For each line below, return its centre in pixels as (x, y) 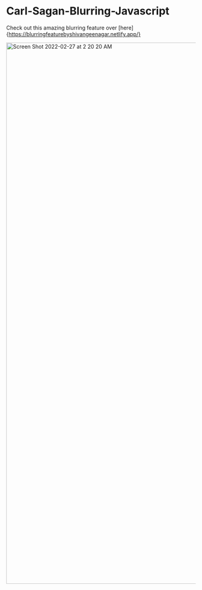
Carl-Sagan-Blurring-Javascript (88, 11)
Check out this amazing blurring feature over (62, 28)
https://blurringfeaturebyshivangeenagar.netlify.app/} (75, 34)
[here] (126, 28)
